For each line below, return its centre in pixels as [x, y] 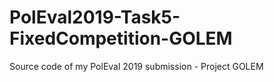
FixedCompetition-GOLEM [121, 38]
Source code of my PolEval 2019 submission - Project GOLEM [136, 66]
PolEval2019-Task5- [95, 17]
